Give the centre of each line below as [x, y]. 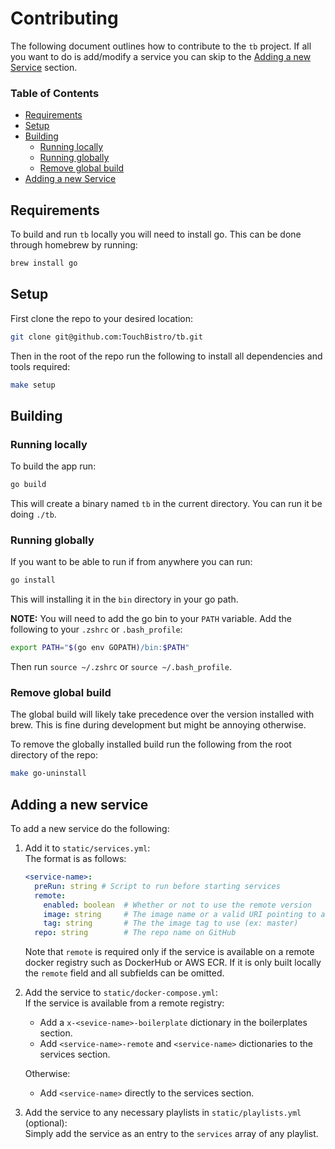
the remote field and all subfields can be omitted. [124, 973]
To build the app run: [53, 466]
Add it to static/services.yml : [87, 848]
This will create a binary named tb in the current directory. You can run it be [166, 504]
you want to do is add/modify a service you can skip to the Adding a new [161, 56]
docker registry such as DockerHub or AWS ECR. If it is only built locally [173, 963]
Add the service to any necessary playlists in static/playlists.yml [163, 1113]
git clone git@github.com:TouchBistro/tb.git [106, 337]
